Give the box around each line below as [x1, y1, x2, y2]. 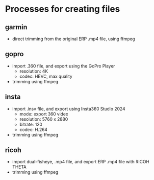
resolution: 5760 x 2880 [19, 116, 68, 122]
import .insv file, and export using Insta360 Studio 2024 [12, 106, 126, 112]
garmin [5, 23, 28, 31]
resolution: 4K [19, 68, 48, 74]
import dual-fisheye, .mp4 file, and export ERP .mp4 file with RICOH [12, 159, 150, 165]
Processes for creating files [5, 3, 120, 15]
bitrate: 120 [19, 121, 43, 127]
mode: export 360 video [19, 111, 69, 117]
